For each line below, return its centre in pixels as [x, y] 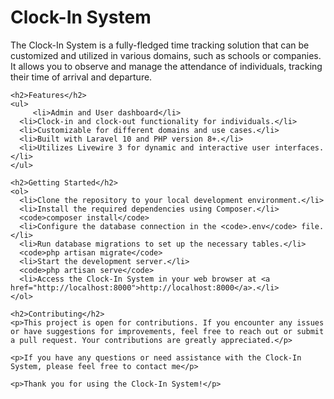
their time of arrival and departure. [81, 77]
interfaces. [299, 147]
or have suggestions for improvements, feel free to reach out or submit [167, 331]
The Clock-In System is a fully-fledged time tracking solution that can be [160, 45]
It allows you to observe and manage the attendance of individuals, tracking [166, 66]
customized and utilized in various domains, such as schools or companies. [166, 55]
